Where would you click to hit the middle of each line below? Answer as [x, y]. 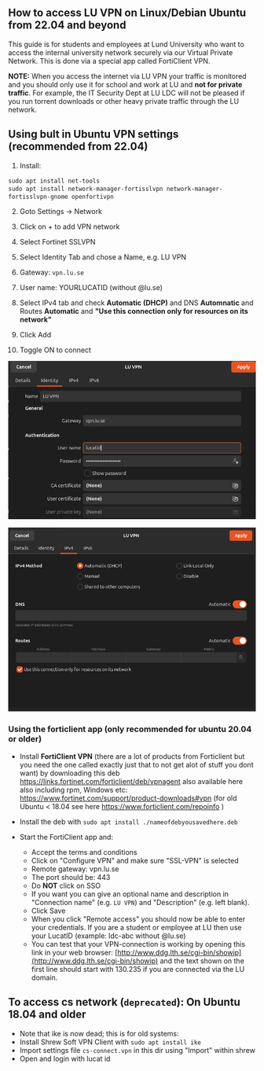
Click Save [48, 911]
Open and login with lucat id [65, 1058]
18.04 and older [47, 1015]
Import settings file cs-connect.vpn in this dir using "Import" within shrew [137, 1050]
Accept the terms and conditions [84, 852]
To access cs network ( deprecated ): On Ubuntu [125, 1002]
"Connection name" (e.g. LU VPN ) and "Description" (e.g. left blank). [140, 902]
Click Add [35, 334]
